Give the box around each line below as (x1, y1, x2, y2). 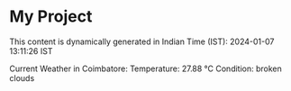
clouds (9, 72, 35, 83)
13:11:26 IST (9, 45, 53, 56)
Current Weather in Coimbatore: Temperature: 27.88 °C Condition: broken (9, 63, 282, 74)
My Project (9, 6, 93, 27)
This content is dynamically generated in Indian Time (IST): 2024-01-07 (9, 36, 275, 47)
